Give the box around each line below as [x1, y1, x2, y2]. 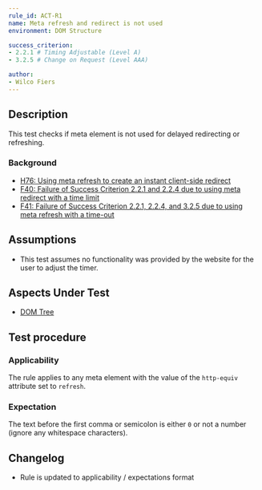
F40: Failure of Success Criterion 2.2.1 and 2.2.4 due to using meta [19, 184, 241, 193]
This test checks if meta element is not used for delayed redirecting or [8, 129, 240, 139]
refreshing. [8, 137, 45, 147]
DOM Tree [19, 307, 54, 317]
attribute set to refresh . [8, 382, 87, 391]
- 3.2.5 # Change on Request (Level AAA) [8, 56, 149, 64]
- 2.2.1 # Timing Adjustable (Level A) [8, 49, 142, 57]
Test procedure [8, 330, 87, 344]
